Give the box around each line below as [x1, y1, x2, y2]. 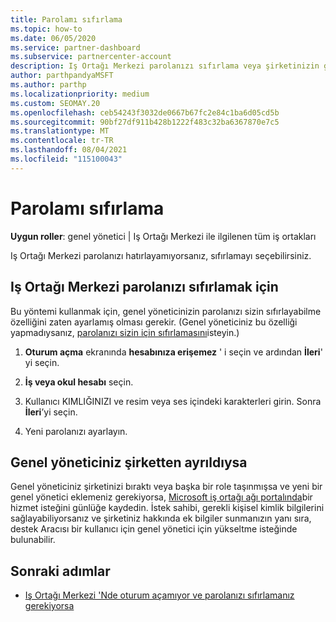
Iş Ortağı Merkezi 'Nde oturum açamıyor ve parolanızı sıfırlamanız [24, 589, 295, 601]
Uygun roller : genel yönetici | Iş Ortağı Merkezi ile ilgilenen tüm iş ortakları [10, 230, 317, 242]
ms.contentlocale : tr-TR [10, 136, 114, 146]
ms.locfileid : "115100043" [10, 154, 123, 164]
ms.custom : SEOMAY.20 [10, 98, 101, 108]
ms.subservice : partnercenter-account [10, 52, 172, 62]
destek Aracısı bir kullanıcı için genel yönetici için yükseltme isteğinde [10, 523, 298, 535]
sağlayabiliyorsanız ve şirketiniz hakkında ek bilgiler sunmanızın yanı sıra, [10, 512, 312, 525]
